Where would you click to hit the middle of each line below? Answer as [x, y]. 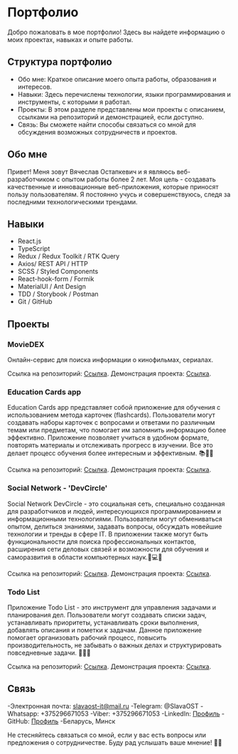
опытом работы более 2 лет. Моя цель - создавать [139, 179]
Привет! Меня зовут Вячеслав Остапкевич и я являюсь [91, 171]
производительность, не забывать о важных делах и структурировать [115, 645]
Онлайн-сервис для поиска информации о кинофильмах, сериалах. [110, 360]
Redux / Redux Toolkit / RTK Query [69, 256]
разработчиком [31, 179]
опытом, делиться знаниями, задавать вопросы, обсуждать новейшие [115, 526]
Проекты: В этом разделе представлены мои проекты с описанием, [121, 109]
